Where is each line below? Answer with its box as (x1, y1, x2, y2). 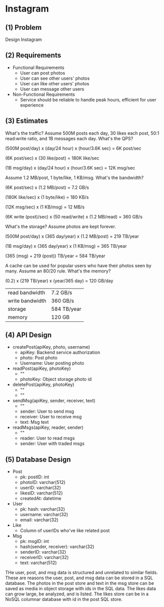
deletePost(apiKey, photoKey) (12, 381, 75, 388)
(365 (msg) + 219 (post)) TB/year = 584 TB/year (5, 253, 105, 259)
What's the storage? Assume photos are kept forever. (5, 223, 116, 230)
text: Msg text (20, 419, 49, 425)
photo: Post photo (20, 355, 58, 361)
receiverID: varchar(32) (20, 555, 69, 561)
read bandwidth (8, 289, 45, 296)
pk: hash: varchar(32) (20, 506, 66, 512)
